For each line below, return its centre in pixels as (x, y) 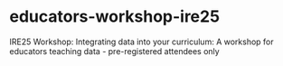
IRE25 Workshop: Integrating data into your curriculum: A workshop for (141, 42)
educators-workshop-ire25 (114, 17)
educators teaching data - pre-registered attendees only (114, 51)
